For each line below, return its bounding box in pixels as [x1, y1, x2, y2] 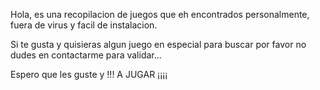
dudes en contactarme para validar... [10, 49, 162, 61]
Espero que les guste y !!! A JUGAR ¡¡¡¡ [10, 69, 168, 80]
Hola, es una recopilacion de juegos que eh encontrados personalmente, [10, 9, 310, 20]
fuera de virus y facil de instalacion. [10, 19, 158, 31]
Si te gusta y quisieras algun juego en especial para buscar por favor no [10, 39, 307, 50]
